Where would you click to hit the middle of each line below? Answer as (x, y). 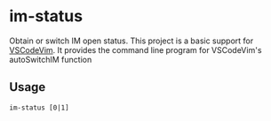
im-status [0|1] (39, 108)
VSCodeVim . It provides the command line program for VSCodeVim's (135, 49)
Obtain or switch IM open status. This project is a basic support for (132, 41)
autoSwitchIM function (51, 59)
